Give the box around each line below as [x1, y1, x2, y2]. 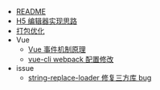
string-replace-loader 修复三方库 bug [27, 73, 152, 82]
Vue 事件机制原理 [27, 45, 86, 54]
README [15, 7, 47, 16]
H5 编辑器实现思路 [15, 16, 78, 25]
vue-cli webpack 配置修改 [27, 55, 114, 64]
